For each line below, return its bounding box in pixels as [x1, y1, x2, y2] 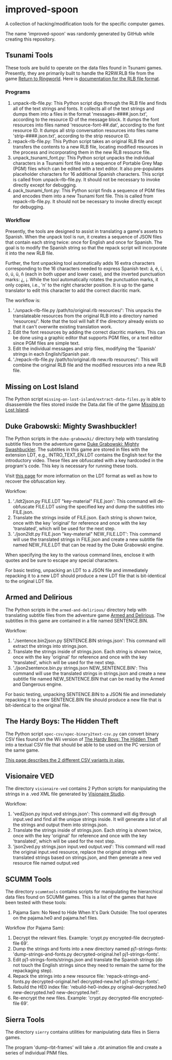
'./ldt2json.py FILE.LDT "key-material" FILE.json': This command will [12, 498, 157, 504]
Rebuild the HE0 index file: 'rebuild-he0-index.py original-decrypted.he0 [12, 984, 167, 990]
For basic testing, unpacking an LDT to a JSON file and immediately [5, 567, 148, 573]
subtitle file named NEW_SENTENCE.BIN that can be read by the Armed [12, 675, 165, 682]
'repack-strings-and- [106, 973, 150, 979]
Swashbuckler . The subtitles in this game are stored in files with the [5, 446, 148, 452]
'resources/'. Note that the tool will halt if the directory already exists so [12, 318, 164, 324]
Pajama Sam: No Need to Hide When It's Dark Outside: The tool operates [12, 909, 167, 916]
